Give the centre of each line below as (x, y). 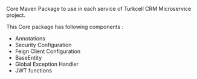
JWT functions (34, 71)
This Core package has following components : (65, 27)
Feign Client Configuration (47, 51)
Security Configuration (43, 45)
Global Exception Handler (47, 64)
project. (16, 15)
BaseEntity (28, 58)
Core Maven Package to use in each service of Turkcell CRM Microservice (99, 9)
